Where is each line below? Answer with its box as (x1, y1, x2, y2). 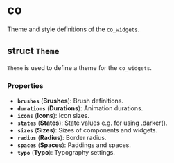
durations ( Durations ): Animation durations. (17, 104, 143, 112)
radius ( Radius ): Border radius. (17, 134, 107, 142)
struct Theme (7, 45, 60, 57)
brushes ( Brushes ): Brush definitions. (17, 96, 123, 105)
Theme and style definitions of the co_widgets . (7, 25, 140, 33)
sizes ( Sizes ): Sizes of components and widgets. (17, 126, 158, 135)
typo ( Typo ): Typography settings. (17, 148, 116, 157)
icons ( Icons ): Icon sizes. (17, 112, 90, 120)
